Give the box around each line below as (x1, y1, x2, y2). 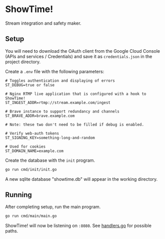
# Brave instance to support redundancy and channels (5, 109, 120, 114)
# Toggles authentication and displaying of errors (5, 78, 115, 83)
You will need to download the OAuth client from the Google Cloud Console (5, 48, 160, 54)
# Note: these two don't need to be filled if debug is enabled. (5, 122, 144, 127)
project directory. (5, 59, 41, 65)
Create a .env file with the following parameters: (5, 68, 104, 74)
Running (5, 191, 32, 199)
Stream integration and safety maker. (5, 20, 81, 26)
